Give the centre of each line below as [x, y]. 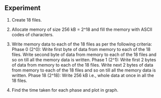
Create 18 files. [27, 20]
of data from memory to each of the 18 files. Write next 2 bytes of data [82, 65]
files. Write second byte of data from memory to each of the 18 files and [84, 54]
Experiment [23, 8]
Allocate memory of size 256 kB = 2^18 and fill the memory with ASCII [82, 29]
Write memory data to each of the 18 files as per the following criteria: [82, 44]
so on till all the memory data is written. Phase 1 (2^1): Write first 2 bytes [84, 60]
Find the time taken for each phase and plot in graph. [65, 90]
